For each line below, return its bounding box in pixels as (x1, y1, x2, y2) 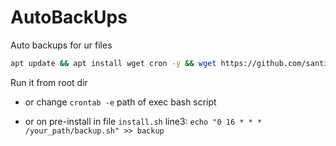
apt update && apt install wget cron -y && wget (10, 58, 217, 68)
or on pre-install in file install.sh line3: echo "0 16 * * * (24, 115, 263, 127)
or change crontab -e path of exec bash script (24, 96, 217, 108)
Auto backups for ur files (10, 39, 113, 51)
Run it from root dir (10, 76, 88, 88)
